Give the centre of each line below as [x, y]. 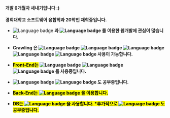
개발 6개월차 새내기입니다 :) [32, 8]
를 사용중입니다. [71, 71]
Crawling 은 [25, 48]
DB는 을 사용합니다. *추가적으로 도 [89, 104]
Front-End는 [26, 65]
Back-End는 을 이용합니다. [60, 93]
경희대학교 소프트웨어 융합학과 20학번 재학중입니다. [56, 20]
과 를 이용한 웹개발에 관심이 [103, 31]
